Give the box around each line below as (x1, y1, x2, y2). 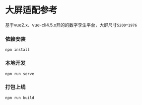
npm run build (5, 95, 35, 100)
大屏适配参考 (5, 4, 58, 16)
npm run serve (5, 71, 35, 76)
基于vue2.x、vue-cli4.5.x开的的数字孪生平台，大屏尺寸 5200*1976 (5, 22, 138, 28)
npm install (5, 47, 30, 52)
